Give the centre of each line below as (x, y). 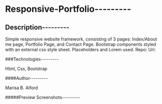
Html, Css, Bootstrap (26, 69)
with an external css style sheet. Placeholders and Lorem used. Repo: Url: (81, 50)
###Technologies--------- (32, 59)
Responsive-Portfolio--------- (68, 9)
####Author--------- (27, 78)
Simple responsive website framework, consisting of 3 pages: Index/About (81, 39)
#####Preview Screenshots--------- (43, 97)
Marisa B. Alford (22, 88)
